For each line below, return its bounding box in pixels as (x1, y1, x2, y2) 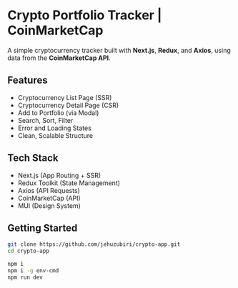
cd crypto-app (7, 247, 50, 255)
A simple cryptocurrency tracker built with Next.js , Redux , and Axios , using (7, 46, 231, 54)
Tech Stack (7, 152, 59, 164)
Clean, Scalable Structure (17, 131, 94, 139)
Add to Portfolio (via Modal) (17, 108, 99, 117)
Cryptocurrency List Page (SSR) (17, 93, 112, 101)
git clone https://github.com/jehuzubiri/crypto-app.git (7, 241, 181, 248)
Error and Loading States (17, 124, 91, 132)
